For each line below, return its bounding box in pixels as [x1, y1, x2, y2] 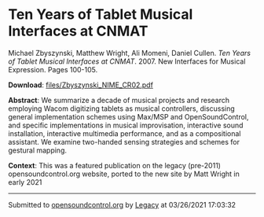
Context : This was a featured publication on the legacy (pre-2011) [8, 160, 222, 170]
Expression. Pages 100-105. [8, 64, 98, 74]
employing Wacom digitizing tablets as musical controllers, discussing [8, 104, 236, 113]
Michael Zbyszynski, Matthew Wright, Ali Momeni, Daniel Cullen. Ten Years [8, 48, 251, 57]
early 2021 [8, 177, 42, 186]
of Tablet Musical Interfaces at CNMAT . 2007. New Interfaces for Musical [8, 57, 246, 66]
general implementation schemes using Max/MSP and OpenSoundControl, [8, 112, 249, 121]
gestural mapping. [8, 145, 68, 155]
